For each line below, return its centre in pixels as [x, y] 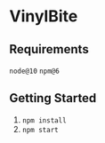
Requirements [49, 49]
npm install [44, 120]
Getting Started [53, 98]
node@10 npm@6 [34, 71]
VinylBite [44, 16]
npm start [40, 130]
